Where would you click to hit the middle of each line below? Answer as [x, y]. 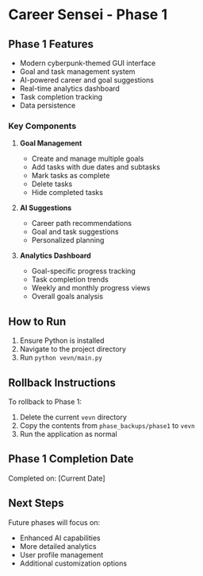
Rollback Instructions [62, 382]
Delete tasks [52, 184]
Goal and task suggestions [75, 232]
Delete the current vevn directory [73, 417]
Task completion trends [70, 279]
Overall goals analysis [67, 297]
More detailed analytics [58, 546]
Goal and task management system [77, 72]
